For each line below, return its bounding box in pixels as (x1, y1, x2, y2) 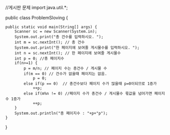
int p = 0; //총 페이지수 (14, 56, 65, 61)
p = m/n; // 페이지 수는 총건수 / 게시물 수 (24, 66, 108, 71)
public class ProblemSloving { (5, 15, 68, 20)
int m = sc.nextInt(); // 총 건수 (14, 40, 85, 45)
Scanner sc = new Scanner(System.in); (14, 29, 97, 34)
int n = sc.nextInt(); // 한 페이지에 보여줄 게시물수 (14, 50, 121, 56)
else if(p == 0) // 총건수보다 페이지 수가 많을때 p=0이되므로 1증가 (24, 81, 157, 86)
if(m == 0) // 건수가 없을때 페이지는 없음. (24, 71, 108, 76)
